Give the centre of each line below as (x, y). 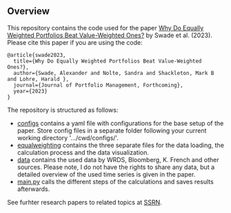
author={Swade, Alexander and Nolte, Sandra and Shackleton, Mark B (114, 73)
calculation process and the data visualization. (83, 152)
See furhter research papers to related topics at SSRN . (84, 202)
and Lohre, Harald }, (38, 79)
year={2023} (31, 91)
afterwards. (33, 189)
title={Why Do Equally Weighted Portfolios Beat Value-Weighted (108, 61)
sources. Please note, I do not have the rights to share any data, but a (116, 167)
